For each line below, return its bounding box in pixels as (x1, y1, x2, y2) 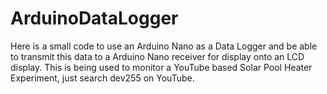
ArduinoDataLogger (10, 7, 179, 30)
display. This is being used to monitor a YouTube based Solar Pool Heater (10, 61, 313, 73)
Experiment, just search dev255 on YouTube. (10, 72, 195, 84)
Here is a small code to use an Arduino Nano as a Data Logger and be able (10, 40, 318, 52)
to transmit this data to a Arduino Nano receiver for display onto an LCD (10, 50, 305, 62)
